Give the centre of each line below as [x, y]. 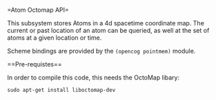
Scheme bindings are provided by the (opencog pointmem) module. [101, 51]
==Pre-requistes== [35, 64]
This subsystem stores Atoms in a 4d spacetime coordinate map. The [106, 23]
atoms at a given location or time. [55, 38]
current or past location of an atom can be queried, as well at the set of [108, 30]
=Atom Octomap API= [38, 10]
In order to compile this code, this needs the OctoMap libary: [94, 77]
